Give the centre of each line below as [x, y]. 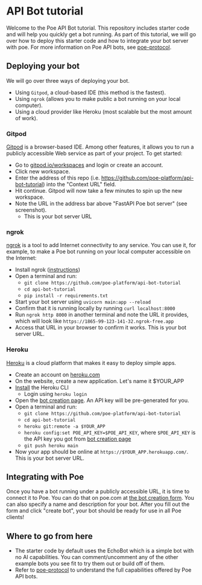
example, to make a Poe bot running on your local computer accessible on [99, 251]
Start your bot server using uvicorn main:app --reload [83, 302]
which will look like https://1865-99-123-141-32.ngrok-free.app [94, 321]
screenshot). [31, 210]
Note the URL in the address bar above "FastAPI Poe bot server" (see [101, 204]
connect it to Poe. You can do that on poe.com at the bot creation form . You [100, 498]
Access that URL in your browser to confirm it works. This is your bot [101, 328]
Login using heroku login [55, 393]
